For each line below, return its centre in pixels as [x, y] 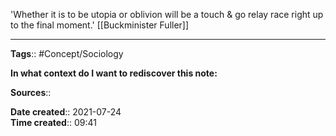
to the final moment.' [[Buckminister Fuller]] [100, 25]
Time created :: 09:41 [53, 122]
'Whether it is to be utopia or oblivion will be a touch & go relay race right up [167, 14]
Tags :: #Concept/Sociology [67, 53]
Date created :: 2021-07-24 [66, 112]
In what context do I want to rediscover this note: [114, 73]
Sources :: [31, 92]
